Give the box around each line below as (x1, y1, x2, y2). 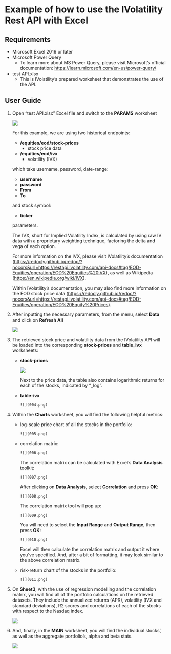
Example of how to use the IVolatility (5, 4, 163, 15)
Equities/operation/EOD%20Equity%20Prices (12, 301, 109, 307)
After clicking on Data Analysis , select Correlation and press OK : (19, 484, 159, 490)
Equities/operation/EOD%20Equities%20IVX (12, 269, 106, 276)
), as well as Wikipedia (105, 269, 153, 276)
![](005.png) (19, 431, 48, 436)
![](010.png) (19, 537, 48, 542)
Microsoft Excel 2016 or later (12, 49, 73, 55)
